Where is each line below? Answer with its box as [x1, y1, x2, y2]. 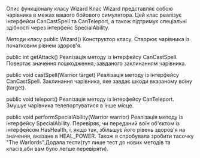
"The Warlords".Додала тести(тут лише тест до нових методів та [6, 139, 171, 145]
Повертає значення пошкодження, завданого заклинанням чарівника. [6, 60, 187, 67]
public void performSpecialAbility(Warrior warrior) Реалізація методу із [6, 113, 183, 120]
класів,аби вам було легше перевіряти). [6, 145, 109, 152]
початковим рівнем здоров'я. [6, 42, 82, 49]
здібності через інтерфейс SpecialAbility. [6, 24, 110, 31]
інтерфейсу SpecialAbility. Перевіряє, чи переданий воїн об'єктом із [6, 120, 180, 127]
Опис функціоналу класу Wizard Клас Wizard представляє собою [6, 5, 174, 12]
